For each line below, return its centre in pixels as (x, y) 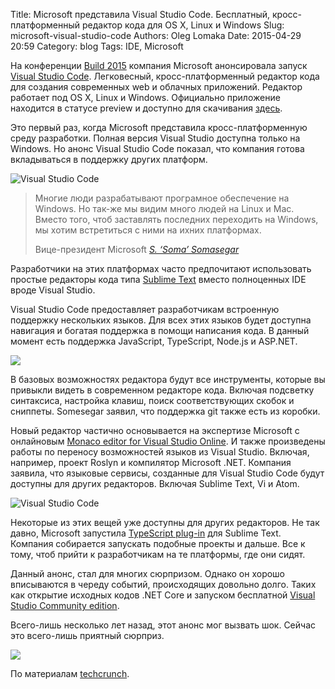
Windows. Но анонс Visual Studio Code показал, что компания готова (157, 148)
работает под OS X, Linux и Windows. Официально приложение (145, 97)
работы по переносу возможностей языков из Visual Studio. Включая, (160, 452)
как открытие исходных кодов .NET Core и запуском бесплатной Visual (163, 595)
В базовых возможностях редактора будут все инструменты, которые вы (168, 379)
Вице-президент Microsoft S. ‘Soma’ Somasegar (137, 249)
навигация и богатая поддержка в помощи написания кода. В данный (160, 330)
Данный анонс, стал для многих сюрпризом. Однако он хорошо (148, 573)
